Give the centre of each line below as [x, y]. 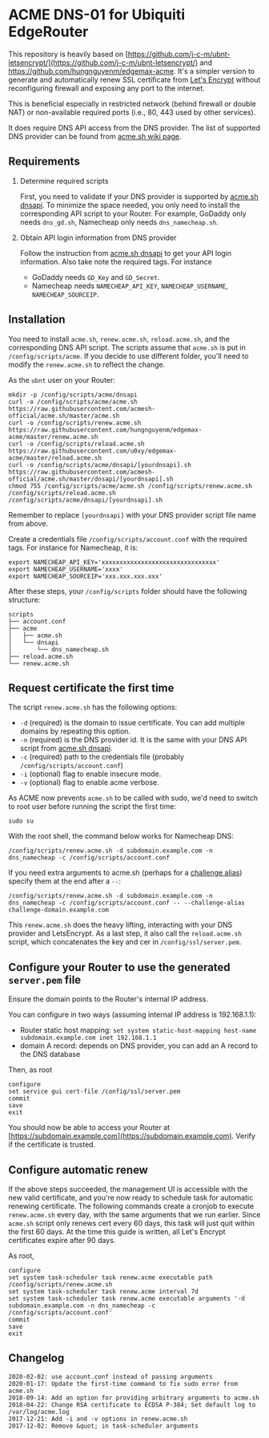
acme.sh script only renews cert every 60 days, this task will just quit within [131, 1223]
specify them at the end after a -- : [65, 881]
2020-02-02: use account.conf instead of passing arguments [111, 1377]
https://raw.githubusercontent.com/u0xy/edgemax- [93, 451]
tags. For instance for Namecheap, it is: [73, 547]
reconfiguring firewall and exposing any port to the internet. [107, 88]
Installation [37, 320]
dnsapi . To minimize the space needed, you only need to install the [130, 205]
